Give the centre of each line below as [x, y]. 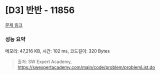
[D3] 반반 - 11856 [40, 10]
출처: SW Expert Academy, [44, 62]
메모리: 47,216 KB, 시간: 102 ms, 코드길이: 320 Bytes [57, 51]
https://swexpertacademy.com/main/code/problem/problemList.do [86, 67]
